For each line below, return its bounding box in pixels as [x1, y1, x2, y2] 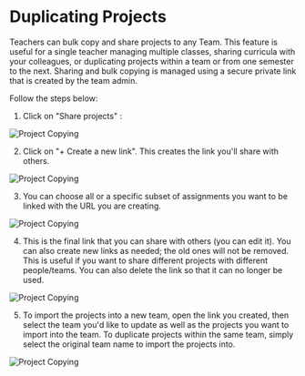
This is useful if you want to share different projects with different [22, 255, 269, 266]
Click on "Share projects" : [22, 110, 123, 121]
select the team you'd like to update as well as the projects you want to [22, 319, 290, 330]
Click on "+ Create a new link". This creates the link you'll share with [22, 146, 280, 157]
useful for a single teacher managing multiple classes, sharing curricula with [9, 46, 296, 56]
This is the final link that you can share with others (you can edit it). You [22, 235, 291, 247]
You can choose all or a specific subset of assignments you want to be [22, 190, 289, 201]
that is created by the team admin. [9, 75, 138, 86]
